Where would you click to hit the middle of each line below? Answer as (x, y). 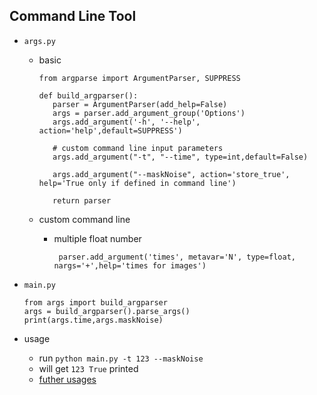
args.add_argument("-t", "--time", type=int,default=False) (180, 157)
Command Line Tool (73, 16)
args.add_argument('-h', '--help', (126, 122)
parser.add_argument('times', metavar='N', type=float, (177, 257)
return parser (82, 200)
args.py (39, 41)
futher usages (67, 379)
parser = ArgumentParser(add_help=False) (140, 104)
